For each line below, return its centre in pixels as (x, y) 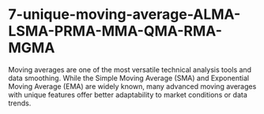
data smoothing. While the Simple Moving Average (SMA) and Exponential (129, 78)
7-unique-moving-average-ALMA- (124, 15)
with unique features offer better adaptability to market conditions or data (128, 94)
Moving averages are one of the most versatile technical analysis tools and (130, 69)
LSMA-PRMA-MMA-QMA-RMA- (115, 31)
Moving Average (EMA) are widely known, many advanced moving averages (132, 86)
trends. (20, 103)
